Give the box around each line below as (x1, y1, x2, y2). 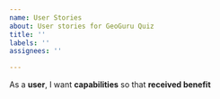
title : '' (9, 30, 47, 39)
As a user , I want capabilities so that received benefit (9, 79, 211, 90)
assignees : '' (9, 47, 63, 56)
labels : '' (9, 38, 50, 48)
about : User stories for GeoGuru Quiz (9, 22, 154, 31)
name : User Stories (9, 13, 83, 22)
